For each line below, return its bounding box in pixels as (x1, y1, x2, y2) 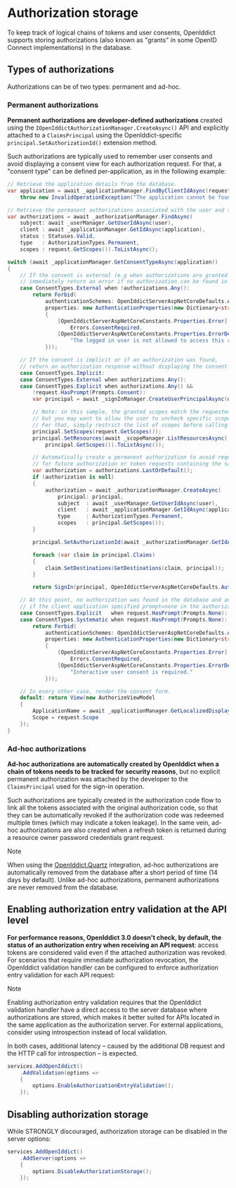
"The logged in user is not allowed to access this (70, 337, 225, 345)
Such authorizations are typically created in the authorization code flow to (7, 796, 221, 804)
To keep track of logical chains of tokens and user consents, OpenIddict (7, 28, 216, 37)
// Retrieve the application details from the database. (7, 181, 178, 188)
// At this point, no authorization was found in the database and (20, 597, 221, 604)
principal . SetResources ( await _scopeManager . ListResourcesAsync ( (32, 435, 228, 442)
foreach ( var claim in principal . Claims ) (32, 551, 156, 558)
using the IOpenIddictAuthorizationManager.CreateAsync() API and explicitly (7, 123, 229, 132)
